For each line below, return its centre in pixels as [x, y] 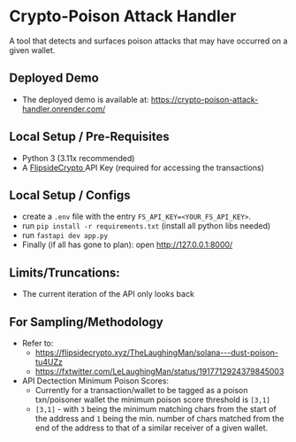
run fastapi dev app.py [65, 236]
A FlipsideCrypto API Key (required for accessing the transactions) [143, 167]
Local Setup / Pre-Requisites [89, 137]
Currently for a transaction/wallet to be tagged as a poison [141, 390]
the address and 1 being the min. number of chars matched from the [159, 419]
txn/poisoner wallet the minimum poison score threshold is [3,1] [153, 399]
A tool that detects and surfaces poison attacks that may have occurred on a [148, 41]
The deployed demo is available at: [85, 99]
